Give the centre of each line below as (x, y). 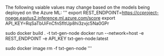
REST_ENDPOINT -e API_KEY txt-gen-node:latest (57, 38)
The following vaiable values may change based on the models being (78, 7)
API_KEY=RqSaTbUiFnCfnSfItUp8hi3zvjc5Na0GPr (57, 23)
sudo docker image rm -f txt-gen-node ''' (49, 48)
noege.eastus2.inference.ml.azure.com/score (53, 18)
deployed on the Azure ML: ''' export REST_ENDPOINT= (64, 13)
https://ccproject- (140, 13)
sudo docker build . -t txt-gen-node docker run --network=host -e (75, 33)
